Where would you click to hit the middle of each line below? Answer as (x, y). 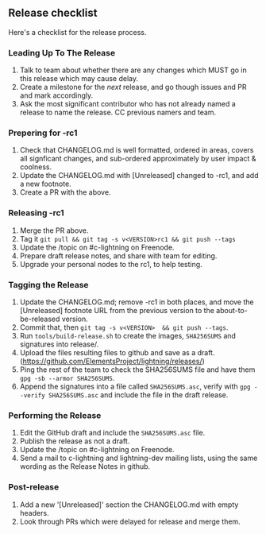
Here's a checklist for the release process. (77, 32)
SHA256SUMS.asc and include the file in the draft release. (139, 395)
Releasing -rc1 (37, 213)
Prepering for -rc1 (43, 133)
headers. (34, 513)
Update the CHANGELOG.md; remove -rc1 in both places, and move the (137, 302)
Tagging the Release (48, 284)
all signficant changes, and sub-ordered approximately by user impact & (138, 159)
